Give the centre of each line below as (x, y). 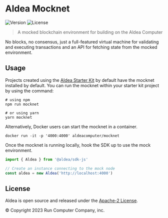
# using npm (17, 100)
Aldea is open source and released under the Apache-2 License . (72, 201)
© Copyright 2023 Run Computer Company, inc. (55, 211)
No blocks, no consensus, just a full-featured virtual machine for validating (82, 42)
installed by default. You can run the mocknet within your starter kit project (82, 85)
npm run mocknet (22, 104)
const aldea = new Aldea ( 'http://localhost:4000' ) (59, 173)
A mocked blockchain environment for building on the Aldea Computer (90, 32)
